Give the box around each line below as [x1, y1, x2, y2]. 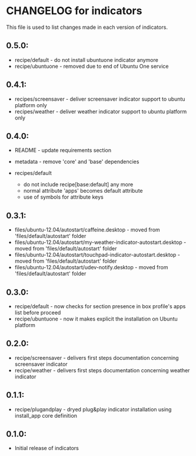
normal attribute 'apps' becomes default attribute [23, 187, 143, 194]
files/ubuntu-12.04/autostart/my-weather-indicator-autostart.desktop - [14, 239, 187, 246]
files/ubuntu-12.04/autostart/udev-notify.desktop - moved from [14, 264, 168, 271]
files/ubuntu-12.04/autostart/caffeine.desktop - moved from [14, 226, 160, 233]
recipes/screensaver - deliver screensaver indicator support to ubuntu [14, 95, 185, 103]
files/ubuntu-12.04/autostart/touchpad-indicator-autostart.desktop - [14, 252, 181, 259]
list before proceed [14, 309, 61, 316]
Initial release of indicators [14, 445, 79, 452]
